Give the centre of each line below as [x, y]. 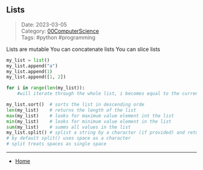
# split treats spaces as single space [56, 144]
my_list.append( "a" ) [32, 66]
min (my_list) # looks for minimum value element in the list [89, 121]
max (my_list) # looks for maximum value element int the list [90, 116]
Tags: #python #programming [58, 37]
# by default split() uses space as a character [69, 139]
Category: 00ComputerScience [60, 31]
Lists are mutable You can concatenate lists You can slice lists [83, 49]
